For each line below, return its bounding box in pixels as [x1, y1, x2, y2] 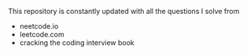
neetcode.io [19, 22, 59, 30]
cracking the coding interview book [19, 38, 135, 47]
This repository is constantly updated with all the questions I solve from [8, 7, 240, 15]
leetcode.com [19, 30, 65, 39]
